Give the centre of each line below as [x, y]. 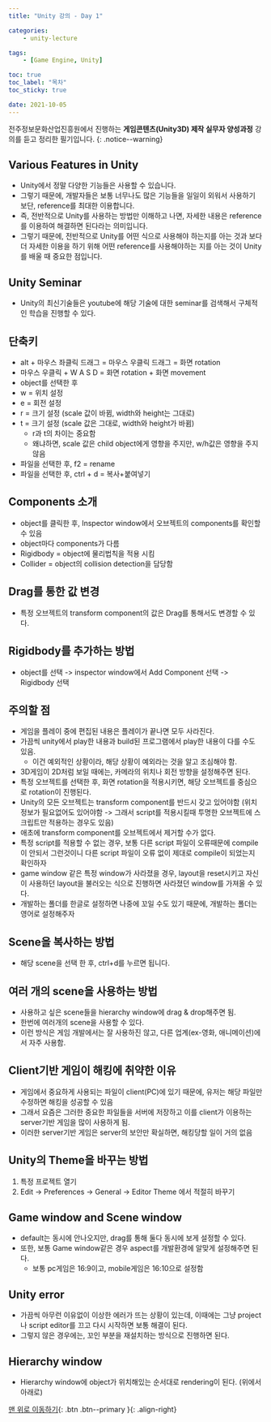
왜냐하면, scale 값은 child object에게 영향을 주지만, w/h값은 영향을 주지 [145, 444]
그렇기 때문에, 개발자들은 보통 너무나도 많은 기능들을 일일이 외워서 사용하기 [138, 196]
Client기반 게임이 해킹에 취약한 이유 [92, 1071]
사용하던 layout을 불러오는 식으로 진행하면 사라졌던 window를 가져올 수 [142, 883]
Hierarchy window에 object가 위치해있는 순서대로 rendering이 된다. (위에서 [140, 1382]
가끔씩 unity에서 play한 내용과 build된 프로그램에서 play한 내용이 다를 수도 [138, 741]
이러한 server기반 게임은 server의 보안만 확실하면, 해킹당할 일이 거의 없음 [136, 1132]
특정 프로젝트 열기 [48, 1181]
